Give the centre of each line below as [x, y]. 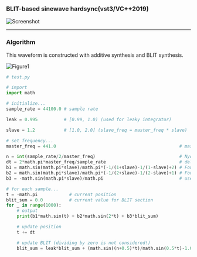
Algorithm [21, 42]
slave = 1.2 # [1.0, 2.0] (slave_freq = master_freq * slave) [97, 130]
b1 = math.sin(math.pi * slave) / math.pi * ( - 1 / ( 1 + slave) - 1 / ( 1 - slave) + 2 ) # [94, 168]
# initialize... [26, 104]
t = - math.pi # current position [61, 194]
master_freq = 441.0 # [94, 146]
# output [27, 211]
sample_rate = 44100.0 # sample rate [52, 109]
